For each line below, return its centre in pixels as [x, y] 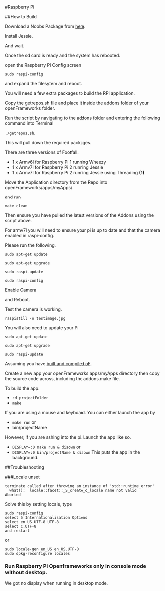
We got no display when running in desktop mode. [57, 583]
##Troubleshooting [25, 467]
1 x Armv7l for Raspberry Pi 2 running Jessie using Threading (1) [78, 172]
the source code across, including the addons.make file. [63, 378]
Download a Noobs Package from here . [45, 26]
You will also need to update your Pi [42, 328]
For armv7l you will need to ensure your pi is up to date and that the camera [82, 230]
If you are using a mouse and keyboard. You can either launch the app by [80, 413]
